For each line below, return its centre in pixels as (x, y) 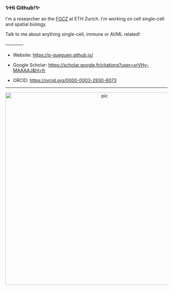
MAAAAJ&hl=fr (29, 70)
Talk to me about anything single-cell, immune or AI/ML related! (73, 34)
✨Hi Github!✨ (23, 8)
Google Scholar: (30, 65)
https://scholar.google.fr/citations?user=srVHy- (99, 65)
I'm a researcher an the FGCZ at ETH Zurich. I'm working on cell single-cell (85, 19)
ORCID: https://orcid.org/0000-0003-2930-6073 (65, 81)
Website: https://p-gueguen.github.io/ (53, 55)
